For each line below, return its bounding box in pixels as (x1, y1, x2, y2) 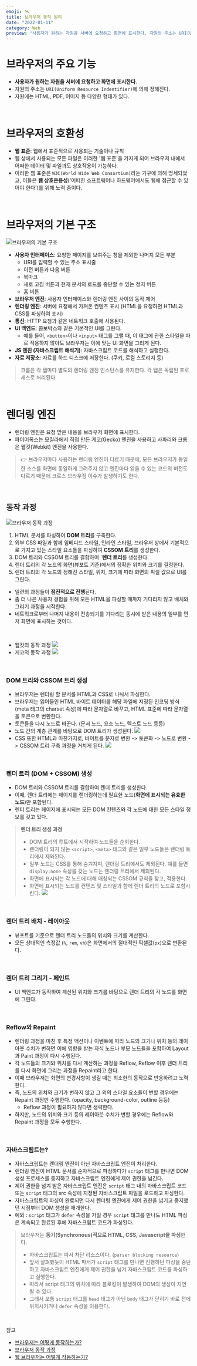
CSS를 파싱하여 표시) (14, 309, 63, 317)
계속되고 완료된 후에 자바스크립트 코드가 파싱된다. (21, 1219, 134, 1226)
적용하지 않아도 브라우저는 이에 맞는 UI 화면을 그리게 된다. (29, 339, 162, 346)
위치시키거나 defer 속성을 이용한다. (29, 1303, 110, 1310)
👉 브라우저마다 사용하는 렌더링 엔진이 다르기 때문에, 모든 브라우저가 (20, 456, 177, 463)
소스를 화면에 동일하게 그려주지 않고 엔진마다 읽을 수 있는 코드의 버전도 (26, 465, 188, 472)
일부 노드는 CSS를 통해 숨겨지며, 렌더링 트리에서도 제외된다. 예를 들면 (29, 860, 188, 867)
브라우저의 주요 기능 (6, 58, 97, 71)
